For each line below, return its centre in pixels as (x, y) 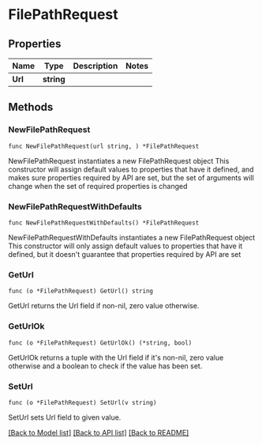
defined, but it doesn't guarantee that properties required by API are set (125, 254)
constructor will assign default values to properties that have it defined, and (131, 169)
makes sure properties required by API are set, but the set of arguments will (131, 177)
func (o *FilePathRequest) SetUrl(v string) (82, 402)
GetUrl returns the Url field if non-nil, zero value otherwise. (104, 306)
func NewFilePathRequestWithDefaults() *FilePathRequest (104, 223)
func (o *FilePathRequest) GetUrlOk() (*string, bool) (100, 343)
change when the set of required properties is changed (98, 186)
